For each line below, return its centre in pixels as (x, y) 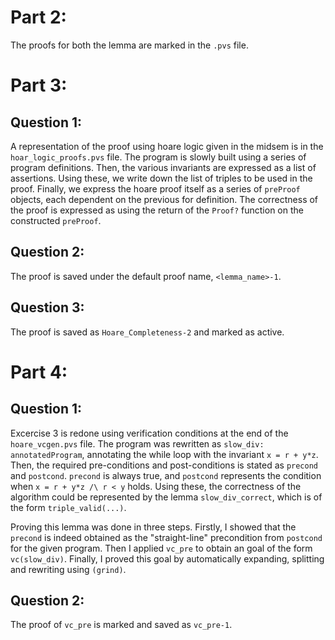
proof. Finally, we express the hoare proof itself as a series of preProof (155, 188)
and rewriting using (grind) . (68, 569)
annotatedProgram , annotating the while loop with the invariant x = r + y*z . (164, 454)
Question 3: (47, 307)
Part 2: (38, 17)
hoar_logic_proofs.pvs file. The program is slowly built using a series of (158, 157)
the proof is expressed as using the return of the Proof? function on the (157, 210)
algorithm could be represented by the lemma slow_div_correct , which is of (166, 497)
